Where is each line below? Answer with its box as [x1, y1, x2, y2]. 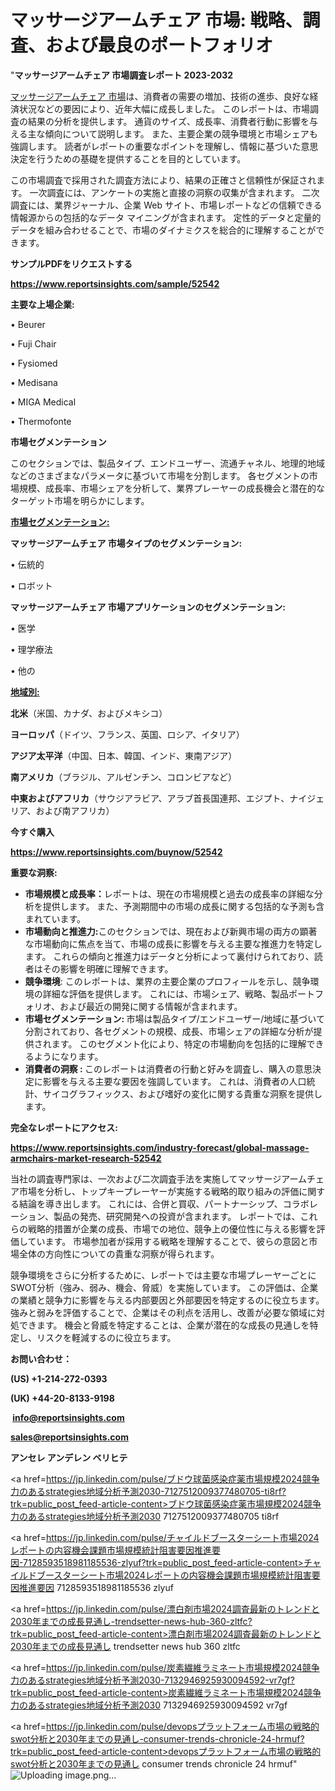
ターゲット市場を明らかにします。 [10, 494, 150, 506]
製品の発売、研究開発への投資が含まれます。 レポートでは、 [53, 1210, 301, 1222]
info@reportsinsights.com [12, 1411, 125, 1423]
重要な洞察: [10, 866, 58, 878]
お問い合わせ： [10, 1352, 72, 1365]
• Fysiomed [10, 357, 58, 369]
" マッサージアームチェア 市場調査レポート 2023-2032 [10, 69, 234, 81]
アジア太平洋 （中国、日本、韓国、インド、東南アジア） [10, 749, 238, 761]
